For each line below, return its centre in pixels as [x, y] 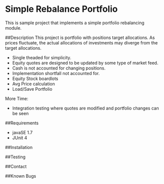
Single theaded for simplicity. [42, 57]
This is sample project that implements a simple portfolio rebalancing [75, 23]
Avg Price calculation [34, 84]
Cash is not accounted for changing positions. [59, 68]
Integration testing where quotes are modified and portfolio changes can [85, 108]
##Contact [16, 166]
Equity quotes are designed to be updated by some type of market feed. [85, 63]
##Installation [19, 147]
